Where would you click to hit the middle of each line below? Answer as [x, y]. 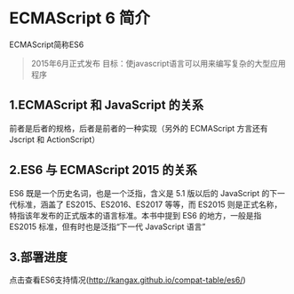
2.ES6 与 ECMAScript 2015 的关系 [103, 170]
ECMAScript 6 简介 [80, 18]
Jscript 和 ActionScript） [55, 139]
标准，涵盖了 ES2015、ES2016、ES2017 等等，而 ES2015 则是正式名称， [149, 204]
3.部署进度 [39, 257]
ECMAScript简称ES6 [47, 44]
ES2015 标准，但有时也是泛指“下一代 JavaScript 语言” [107, 226]
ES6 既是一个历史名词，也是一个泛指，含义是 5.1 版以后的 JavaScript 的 [139, 193]
